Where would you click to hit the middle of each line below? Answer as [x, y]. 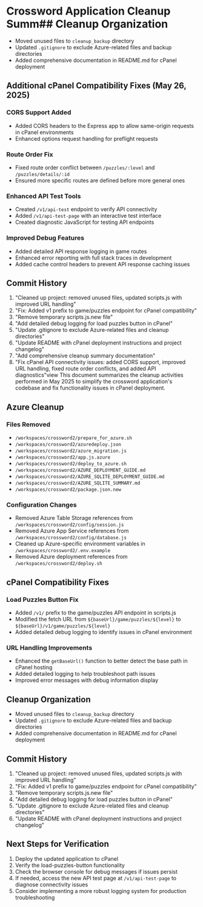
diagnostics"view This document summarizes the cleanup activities [99, 375]
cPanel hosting [34, 667]
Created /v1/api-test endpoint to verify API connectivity [86, 209]
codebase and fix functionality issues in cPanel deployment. [90, 388]
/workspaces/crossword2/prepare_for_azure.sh [73, 438]
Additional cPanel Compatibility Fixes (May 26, [96, 86]
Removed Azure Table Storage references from [74, 518]
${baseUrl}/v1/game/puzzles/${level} [63, 626]
